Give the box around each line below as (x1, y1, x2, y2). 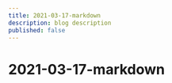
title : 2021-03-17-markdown (8, 11, 101, 20)
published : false (8, 26, 66, 34)
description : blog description (8, 19, 112, 27)
